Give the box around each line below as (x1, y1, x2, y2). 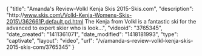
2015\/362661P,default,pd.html (6, 18, 84, 25)
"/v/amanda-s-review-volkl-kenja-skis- (95, 37, 194, 44)
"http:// (6, 11, 24, 19)
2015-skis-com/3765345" (6, 43, 71, 51)
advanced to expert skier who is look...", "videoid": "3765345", (6, 24, 163, 31)
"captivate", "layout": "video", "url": (6, 37, 95, 44)
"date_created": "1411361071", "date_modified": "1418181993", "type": (6, 31, 179, 38)
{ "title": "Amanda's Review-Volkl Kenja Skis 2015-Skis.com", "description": (6, 5, 194, 12)
